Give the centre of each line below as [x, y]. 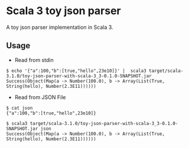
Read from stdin [34, 60]
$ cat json [19, 108]
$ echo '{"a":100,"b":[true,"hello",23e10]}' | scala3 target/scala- [95, 71]
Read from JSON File [40, 97]
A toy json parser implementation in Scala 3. [60, 27]
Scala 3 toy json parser [63, 11]
